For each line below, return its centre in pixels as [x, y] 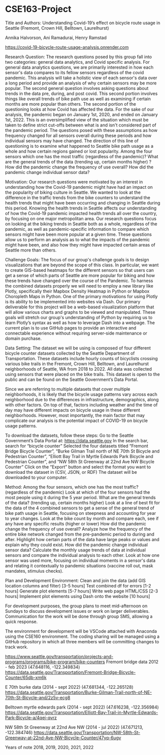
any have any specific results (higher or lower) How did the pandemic [76, 524]
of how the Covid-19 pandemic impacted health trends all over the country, [81, 213]
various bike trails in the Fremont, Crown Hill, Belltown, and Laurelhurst [77, 364]
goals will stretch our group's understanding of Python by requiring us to [79, 317]
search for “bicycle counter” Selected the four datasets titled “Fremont [77, 446]
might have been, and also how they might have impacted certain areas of [80, 245]
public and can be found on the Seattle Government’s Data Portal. [72, 379]
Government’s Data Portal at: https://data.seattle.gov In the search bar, [77, 440]
